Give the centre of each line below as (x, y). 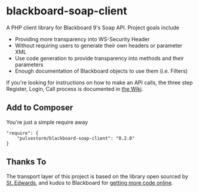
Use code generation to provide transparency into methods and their (99, 58)
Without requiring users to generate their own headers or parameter (98, 45)
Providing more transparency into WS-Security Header (82, 39)
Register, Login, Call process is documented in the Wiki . (75, 89)
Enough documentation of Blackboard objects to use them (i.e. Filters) (101, 71)
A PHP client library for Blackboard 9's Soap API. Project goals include (93, 28)
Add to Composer (40, 108)
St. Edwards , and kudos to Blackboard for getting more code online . (90, 182)
